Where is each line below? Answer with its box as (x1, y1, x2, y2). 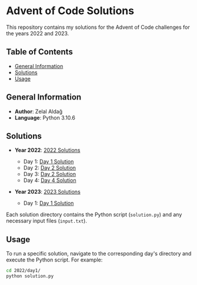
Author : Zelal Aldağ (14, 108, 63, 115)
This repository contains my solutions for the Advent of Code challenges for (6, 24, 190, 31)
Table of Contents (6, 47, 74, 57)
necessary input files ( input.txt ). (6, 217, 87, 224)
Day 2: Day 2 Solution (23, 164, 76, 171)
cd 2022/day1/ (6, 268, 41, 274)
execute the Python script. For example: (6, 256, 103, 263)
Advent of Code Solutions (6, 4, 134, 18)
